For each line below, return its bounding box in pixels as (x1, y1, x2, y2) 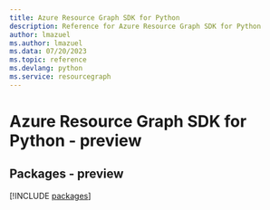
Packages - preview (9, 167, 124, 182)
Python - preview (9, 130, 142, 150)
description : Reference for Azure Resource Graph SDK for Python (9, 22, 261, 31)
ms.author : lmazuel (9, 38, 83, 48)
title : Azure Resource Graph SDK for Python (9, 13, 180, 23)
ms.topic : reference (9, 55, 88, 64)
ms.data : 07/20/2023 (9, 47, 88, 56)
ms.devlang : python (9, 64, 83, 73)
